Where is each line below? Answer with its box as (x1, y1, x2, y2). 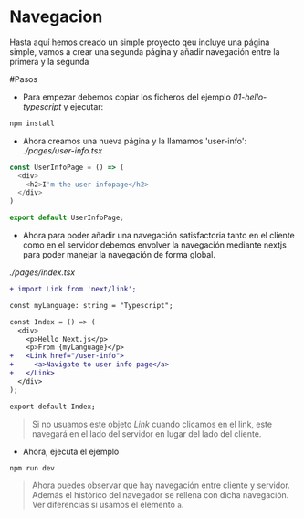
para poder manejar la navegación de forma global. (22, 249, 216, 260)
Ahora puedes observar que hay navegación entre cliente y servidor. (31, 480, 290, 491)
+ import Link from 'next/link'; (9, 285, 137, 294)
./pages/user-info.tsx (22, 144, 103, 156)
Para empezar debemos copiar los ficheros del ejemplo (22, 91, 231, 102)
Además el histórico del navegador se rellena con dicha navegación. (31, 490, 289, 501)
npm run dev (9, 463, 55, 472)
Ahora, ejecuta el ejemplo (22, 446, 120, 457)
